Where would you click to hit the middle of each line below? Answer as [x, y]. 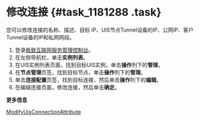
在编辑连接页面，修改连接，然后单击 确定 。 [67, 87]
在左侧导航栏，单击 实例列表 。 [51, 57]
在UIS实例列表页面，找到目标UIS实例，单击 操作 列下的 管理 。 [89, 65]
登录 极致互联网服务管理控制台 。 [54, 50]
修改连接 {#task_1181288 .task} [84, 12]
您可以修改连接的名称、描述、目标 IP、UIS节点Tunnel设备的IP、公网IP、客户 [100, 30]
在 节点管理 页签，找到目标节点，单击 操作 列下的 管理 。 [80, 72]
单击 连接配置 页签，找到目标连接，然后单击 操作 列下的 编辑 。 [88, 80]
